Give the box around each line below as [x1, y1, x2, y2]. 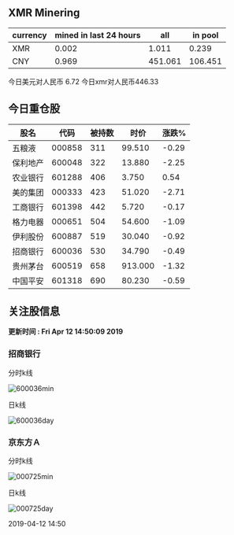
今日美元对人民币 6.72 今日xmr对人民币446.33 [8, 76, 159, 86]
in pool [192, 29, 219, 40]
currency [12, 29, 47, 40]
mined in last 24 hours [54, 29, 141, 40]
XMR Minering [8, 6, 80, 20]
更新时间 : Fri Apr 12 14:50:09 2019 [8, 327, 124, 337]
